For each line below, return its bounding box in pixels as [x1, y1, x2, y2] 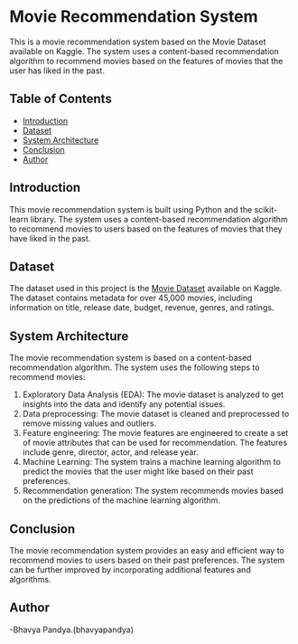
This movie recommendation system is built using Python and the [9, 204, 253, 214]
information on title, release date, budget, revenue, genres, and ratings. [9, 302, 275, 313]
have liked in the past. [9, 232, 91, 243]
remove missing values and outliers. [22, 418, 157, 429]
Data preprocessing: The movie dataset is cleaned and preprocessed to [22, 409, 290, 420]
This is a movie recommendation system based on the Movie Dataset [9, 36, 266, 47]
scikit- [254, 204, 278, 214]
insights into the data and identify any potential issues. [22, 399, 226, 410]
